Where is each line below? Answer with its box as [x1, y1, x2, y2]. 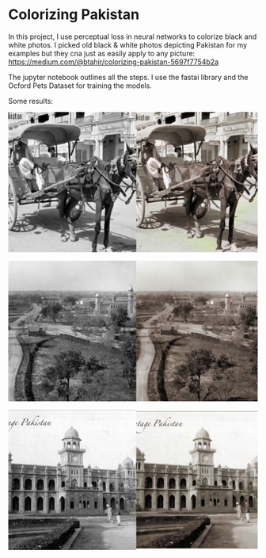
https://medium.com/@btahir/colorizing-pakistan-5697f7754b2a [8, 57, 219, 67]
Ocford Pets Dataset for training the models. [8, 81, 152, 90]
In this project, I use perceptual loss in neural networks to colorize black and [8, 32, 257, 41]
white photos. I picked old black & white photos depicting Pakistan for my [8, 40, 248, 49]
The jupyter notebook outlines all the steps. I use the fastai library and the [8, 72, 249, 82]
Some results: [8, 96, 54, 105]
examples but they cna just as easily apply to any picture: [8, 48, 196, 58]
